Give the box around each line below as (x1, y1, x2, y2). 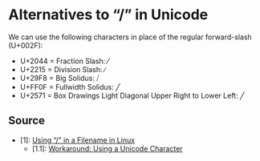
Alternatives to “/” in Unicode (8, 6, 209, 24)
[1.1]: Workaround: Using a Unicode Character (31, 143, 183, 153)
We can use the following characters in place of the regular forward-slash (8, 32, 253, 42)
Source (8, 114, 46, 127)
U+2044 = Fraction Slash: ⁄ (19, 56, 109, 66)
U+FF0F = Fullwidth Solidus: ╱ (19, 82, 120, 91)
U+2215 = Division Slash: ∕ (19, 64, 106, 74)
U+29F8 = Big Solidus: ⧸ (19, 73, 100, 83)
